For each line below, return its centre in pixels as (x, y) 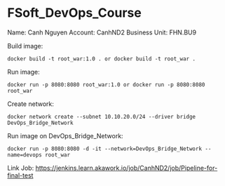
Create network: (30, 104)
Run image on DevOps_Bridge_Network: (66, 135)
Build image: (25, 46)
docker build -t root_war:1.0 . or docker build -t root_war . (102, 59)
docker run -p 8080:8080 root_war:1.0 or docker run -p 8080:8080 (106, 85)
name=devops (25, 155)
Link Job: (21, 168)
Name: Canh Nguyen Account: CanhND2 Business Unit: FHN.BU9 (102, 32)
